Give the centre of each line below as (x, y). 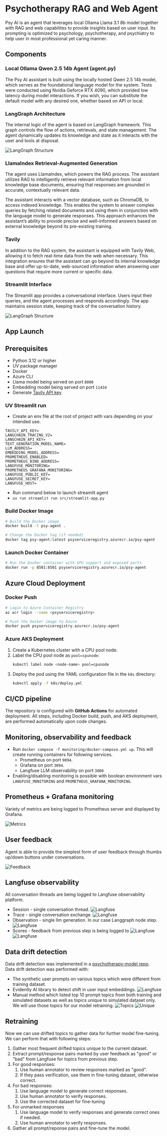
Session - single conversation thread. (51, 910)
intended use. (26, 422)
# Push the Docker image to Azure (41, 621)
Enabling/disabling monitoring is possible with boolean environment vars (87, 776)
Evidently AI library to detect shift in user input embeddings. (74, 990)
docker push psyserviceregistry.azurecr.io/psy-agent (62, 626)
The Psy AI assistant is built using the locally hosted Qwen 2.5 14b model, (81, 79)
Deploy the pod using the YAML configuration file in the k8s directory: (84, 674)
